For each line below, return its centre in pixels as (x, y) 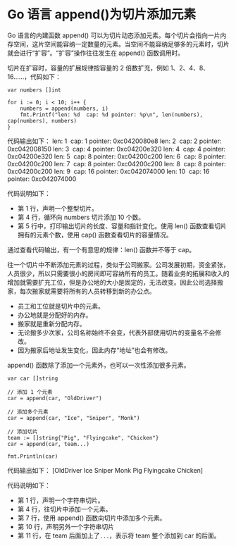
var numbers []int (34, 90)
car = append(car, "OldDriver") (55, 398)
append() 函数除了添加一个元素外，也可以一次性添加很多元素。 (99, 365)
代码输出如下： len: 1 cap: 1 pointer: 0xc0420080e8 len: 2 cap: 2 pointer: (114, 141)
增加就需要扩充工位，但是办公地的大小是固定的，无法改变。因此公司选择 (112, 282)
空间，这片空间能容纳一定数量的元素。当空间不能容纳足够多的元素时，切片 (121, 44)
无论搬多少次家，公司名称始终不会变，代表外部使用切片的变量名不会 (116, 333)
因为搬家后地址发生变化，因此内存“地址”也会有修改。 (94, 350)
